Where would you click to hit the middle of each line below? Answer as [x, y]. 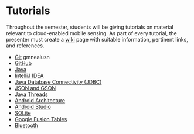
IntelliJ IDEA [29, 75]
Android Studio [33, 106]
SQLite [23, 113]
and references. [25, 46]
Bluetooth [26, 125]
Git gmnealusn [32, 57]
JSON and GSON [35, 88]
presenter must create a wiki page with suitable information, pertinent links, [97, 39]
